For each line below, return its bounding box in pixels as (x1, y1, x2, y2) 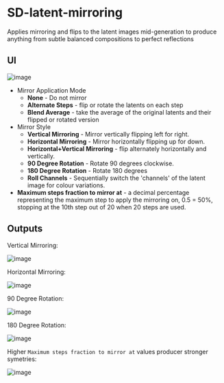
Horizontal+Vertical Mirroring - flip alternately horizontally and (27, 144, 207, 152)
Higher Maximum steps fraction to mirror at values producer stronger (7, 347, 209, 356)
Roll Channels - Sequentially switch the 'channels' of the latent (27, 174, 206, 182)
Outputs (7, 223, 43, 235)
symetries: (7, 355, 37, 363)
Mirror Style (16, 122, 51, 131)
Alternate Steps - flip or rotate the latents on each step (27, 101, 184, 109)
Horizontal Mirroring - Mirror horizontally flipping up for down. (27, 137, 206, 146)
